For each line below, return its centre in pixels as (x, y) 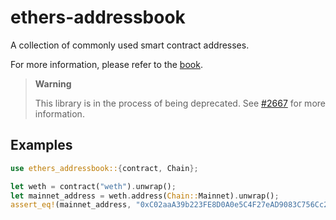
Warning (53, 83)
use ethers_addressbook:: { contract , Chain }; (104, 168)
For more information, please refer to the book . (106, 64)
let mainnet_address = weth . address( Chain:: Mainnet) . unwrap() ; (145, 196)
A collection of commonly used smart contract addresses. (130, 45)
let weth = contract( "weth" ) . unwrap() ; (93, 186)
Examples (41, 145)
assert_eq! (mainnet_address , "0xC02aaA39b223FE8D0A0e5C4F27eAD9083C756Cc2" (171, 205)
